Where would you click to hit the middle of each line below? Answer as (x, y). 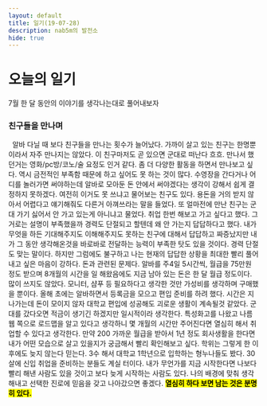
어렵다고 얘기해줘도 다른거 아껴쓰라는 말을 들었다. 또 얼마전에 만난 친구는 (135, 205)
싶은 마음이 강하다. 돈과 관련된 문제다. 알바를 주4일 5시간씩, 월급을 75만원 (137, 264)
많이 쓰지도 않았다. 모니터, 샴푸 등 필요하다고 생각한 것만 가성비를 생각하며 (123, 284)
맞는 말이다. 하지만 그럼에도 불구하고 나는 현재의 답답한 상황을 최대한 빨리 (130, 254)
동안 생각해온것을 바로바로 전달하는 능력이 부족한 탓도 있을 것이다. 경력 (135, 244)
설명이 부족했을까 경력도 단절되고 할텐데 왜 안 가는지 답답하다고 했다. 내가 (143, 224)
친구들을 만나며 (36, 126)
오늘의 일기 (42, 80)
